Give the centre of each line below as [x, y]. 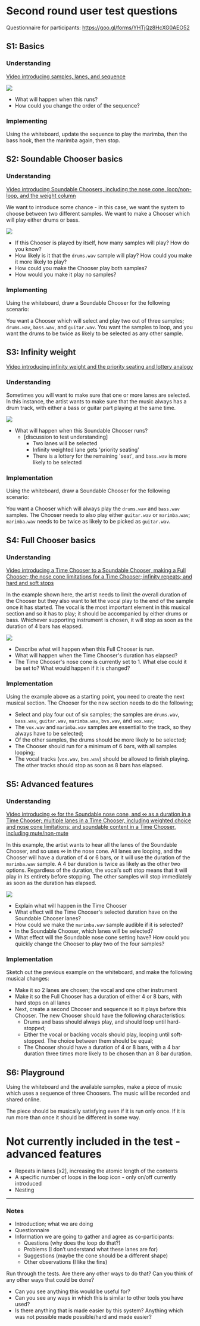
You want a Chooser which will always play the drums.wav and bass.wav [93, 509]
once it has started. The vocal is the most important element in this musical [98, 607]
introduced [28, 1184]
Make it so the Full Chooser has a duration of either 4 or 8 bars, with [99, 997]
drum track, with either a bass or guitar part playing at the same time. [91, 408]
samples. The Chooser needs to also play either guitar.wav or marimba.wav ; [98, 515]
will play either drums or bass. [43, 220]
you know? [28, 249]
